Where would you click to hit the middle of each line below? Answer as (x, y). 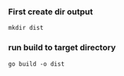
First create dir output (51, 12)
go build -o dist (36, 64)
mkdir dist (26, 28)
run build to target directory (62, 48)
